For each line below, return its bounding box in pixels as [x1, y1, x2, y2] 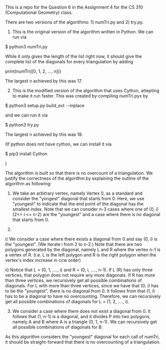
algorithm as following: [5, 181, 52, 186]
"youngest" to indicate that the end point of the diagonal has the [12, 201, 144, 207]
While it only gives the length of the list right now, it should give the [5, 53, 142, 59]
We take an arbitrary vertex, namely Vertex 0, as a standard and [12, 190, 143, 196]
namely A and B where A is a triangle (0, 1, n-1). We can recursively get [12, 319, 157, 325]
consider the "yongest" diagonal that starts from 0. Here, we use [12, 196, 145, 201]
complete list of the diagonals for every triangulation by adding [5, 59, 134, 64]
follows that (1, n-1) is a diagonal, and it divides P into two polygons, [12, 314, 151, 319]
